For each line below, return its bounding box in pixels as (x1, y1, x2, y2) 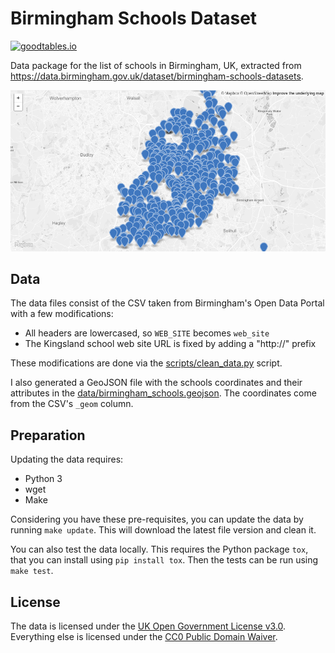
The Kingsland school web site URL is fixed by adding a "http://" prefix (24, 338, 317, 350)
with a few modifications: (10, 308, 114, 320)
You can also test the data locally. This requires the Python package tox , (10, 543, 309, 556)
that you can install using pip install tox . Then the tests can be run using (10, 554, 319, 566)
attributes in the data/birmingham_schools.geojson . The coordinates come (10, 387, 317, 399)
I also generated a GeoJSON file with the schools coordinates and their (10, 377, 303, 389)
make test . (10, 565, 54, 577)
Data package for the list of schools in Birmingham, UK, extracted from (10, 59, 302, 71)
